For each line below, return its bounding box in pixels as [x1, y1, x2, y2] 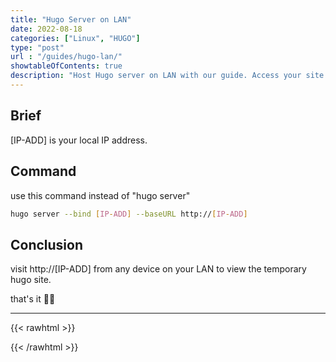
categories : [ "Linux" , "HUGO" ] [10, 33, 141, 43]
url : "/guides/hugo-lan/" [10, 52, 123, 62]
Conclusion [10, 236, 84, 253]
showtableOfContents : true [10, 61, 123, 71]
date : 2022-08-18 [10, 24, 83, 34]
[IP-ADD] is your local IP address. [10, 134, 148, 146]
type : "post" [10, 42, 65, 53]
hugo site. [10, 274, 52, 286]
